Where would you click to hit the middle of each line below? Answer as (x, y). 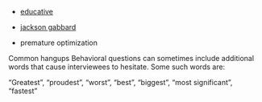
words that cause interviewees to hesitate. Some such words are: (117, 67)
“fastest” (23, 91)
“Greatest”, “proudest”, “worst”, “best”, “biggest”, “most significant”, (121, 82)
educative (37, 12)
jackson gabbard (48, 27)
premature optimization (59, 43)
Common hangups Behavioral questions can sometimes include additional (131, 58)
